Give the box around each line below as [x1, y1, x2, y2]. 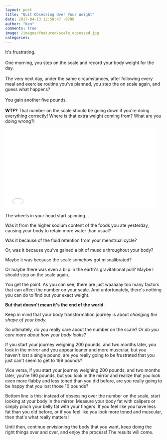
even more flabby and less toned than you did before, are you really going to [5, 377, 163, 383]
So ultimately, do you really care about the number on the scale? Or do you [5, 326, 159, 332]
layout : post [5, 7, 32, 13]
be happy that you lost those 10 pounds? [5, 383, 89, 389]
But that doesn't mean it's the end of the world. [5, 301, 105, 308]
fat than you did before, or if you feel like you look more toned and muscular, [5, 408, 163, 414]
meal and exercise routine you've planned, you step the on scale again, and [5, 81, 161, 87]
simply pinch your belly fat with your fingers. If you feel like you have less [5, 403, 156, 409]
